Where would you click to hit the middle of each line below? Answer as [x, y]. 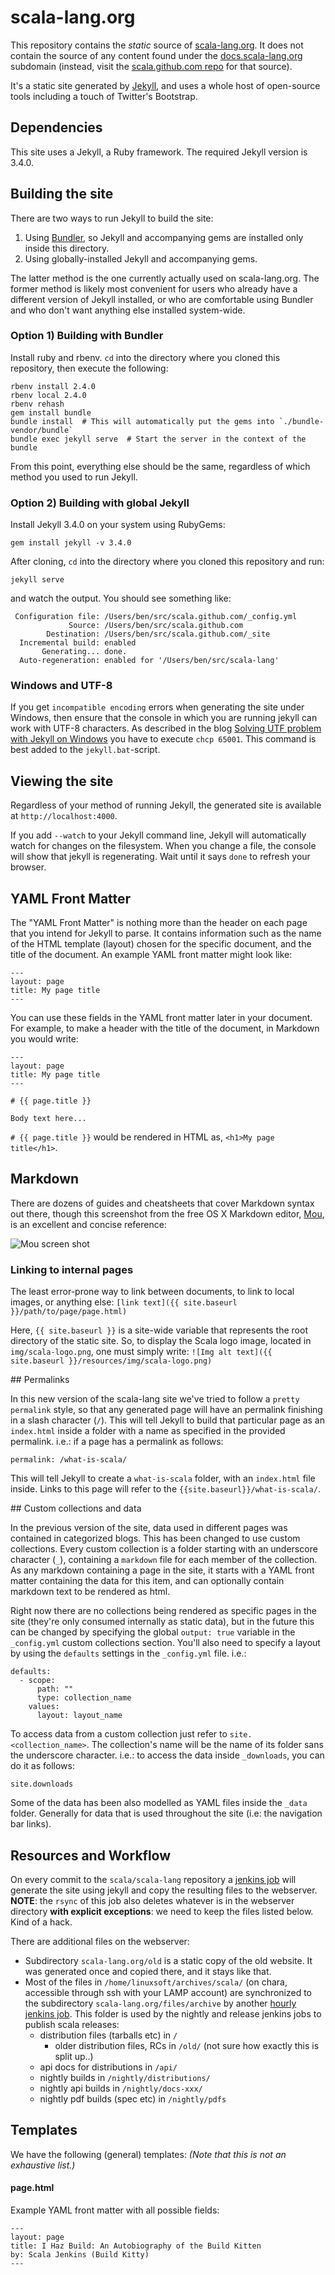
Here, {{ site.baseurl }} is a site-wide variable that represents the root [159, 1330]
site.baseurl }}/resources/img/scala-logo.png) [111, 1361]
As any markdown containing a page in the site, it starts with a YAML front [162, 1570]
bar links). [31, 1824]
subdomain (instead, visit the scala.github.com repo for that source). [151, 66]
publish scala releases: [72, 2024]
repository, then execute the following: [89, 368]
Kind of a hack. [41, 1922]
